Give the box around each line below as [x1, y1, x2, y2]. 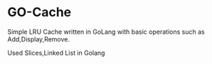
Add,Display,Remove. [7, 34, 70, 43]
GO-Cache [7, 4, 72, 20]
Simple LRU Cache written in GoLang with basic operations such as [7, 27, 205, 36]
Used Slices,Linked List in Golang [7, 49, 105, 57]
